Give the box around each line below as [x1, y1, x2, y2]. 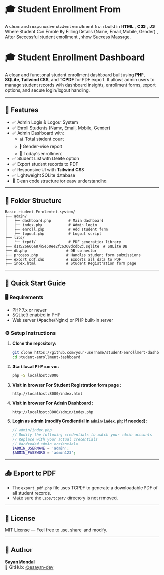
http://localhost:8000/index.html [12, 392, 82, 396]
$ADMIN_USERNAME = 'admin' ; [12, 446, 69, 451]
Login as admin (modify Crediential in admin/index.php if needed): [12, 418, 147, 424]
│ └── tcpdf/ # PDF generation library [5, 239, 121, 244]
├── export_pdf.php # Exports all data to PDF [5, 257, 121, 261]
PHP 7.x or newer [12, 307, 47, 313]
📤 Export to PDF [5, 469, 56, 477]
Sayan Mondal [5, 559, 35, 565]
